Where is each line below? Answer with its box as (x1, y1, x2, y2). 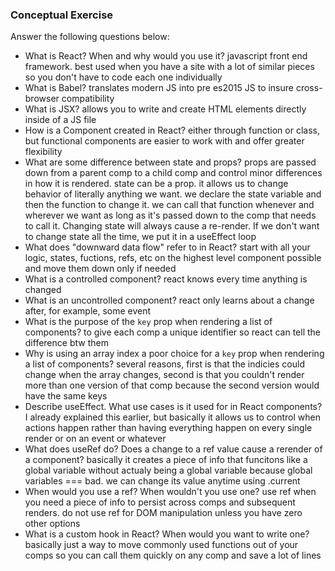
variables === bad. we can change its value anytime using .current (24, 475, 301, 487)
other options (24, 518, 81, 530)
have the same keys (24, 390, 108, 402)
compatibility (61, 93, 115, 105)
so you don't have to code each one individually (24, 71, 223, 83)
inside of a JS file (24, 114, 97, 126)
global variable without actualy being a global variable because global (24, 464, 313, 477)
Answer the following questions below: (10, 31, 170, 43)
